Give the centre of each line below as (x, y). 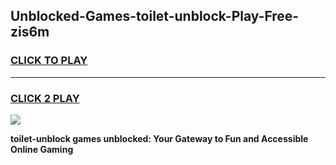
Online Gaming (42, 149)
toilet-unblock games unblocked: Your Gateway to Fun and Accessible (159, 138)
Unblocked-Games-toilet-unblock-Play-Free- (155, 16)
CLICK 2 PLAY (45, 98)
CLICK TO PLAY (49, 61)
